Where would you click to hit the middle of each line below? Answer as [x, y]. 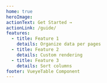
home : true [19, 11]
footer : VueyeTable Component [43, 71]
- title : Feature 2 [35, 50]
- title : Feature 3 [35, 60]
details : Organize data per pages [59, 44]
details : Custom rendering [50, 55]
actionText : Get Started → [39, 22]
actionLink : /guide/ [31, 28]
